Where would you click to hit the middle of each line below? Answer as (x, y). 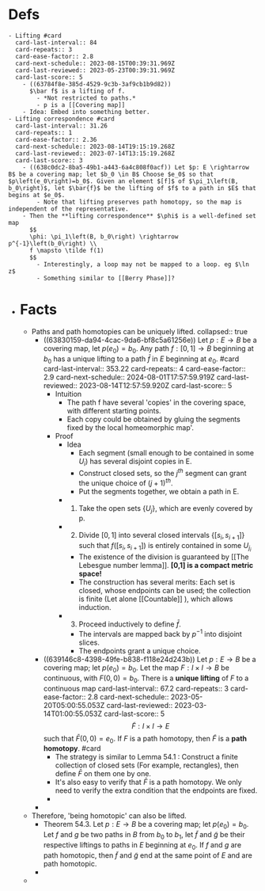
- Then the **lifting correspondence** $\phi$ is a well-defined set (140, 215)
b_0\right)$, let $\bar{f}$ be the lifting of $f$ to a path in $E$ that (132, 188)
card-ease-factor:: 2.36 (56, 139)
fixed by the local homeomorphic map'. (131, 428)
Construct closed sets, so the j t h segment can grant (163, 472)
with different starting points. (114, 411)
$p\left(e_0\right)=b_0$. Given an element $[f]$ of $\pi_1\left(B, (123, 181)
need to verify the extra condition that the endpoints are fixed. (156, 790)
